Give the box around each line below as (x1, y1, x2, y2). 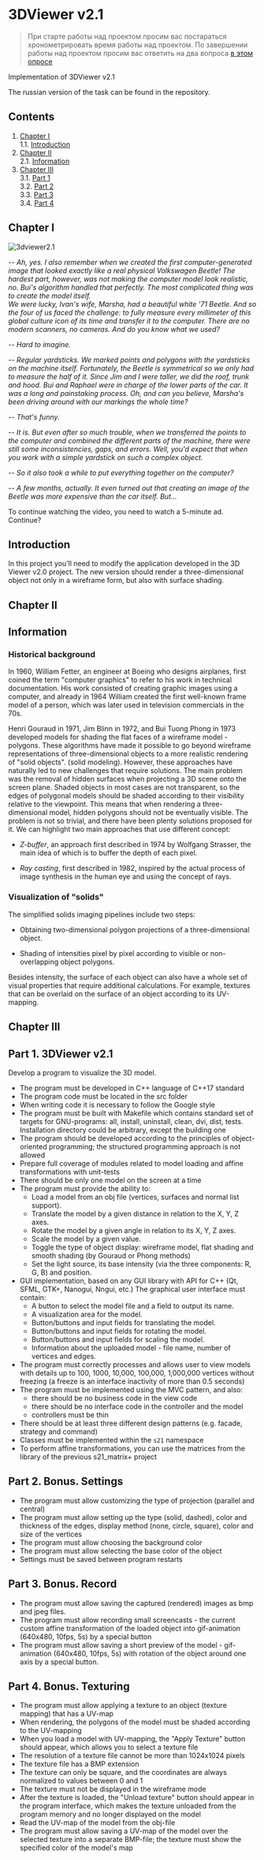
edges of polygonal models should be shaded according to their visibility (8, 791, 244, 801)
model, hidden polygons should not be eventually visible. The (49, 808, 248, 817)
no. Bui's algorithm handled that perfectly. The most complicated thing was (8, 282, 254, 292)
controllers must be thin (31, 1410, 109, 1419)
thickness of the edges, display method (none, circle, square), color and (19, 1521, 254, 1530)
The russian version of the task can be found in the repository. (8, 87, 210, 96)
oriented (19, 1141, 47, 1151)
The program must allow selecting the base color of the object (19, 1546, 222, 1556)
